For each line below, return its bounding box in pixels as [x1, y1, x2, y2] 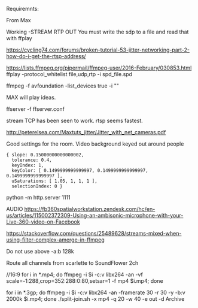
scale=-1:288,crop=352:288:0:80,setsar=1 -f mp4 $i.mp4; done [6, 277, 163, 284]
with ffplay [6, 35, 32, 41]
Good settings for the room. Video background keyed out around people [6, 140, 184, 147]
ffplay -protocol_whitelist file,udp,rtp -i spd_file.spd [6, 71, 133, 77]
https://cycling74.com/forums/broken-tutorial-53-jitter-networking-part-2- [6, 46, 190, 53]
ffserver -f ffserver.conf [6, 105, 65, 113]
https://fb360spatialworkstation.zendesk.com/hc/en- [24, 206, 156, 212]
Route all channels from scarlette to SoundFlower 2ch [6, 259, 139, 266]
